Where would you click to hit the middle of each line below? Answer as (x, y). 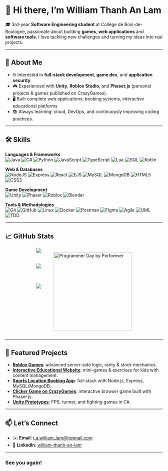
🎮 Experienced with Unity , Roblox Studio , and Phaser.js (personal (82, 86)
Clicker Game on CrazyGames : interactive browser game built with (82, 391)
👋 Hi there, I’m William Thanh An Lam (83, 10)
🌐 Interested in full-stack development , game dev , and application (82, 74)
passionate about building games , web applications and (85, 31)
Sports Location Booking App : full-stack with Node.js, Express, (78, 381)
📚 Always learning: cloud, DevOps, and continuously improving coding (86, 111)
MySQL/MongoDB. (32, 386)
